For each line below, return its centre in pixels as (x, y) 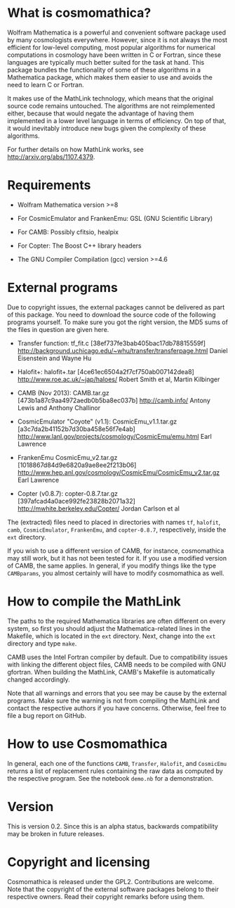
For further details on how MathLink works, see (75, 149)
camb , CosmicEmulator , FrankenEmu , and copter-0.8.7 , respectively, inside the (117, 530)
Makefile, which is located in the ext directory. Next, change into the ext (112, 636)
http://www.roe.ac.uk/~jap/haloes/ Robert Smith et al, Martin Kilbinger (119, 379)
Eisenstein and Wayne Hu (54, 358)
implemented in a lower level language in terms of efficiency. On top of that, (117, 120)
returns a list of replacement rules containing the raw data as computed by (115, 771)
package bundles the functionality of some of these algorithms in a (104, 70)
